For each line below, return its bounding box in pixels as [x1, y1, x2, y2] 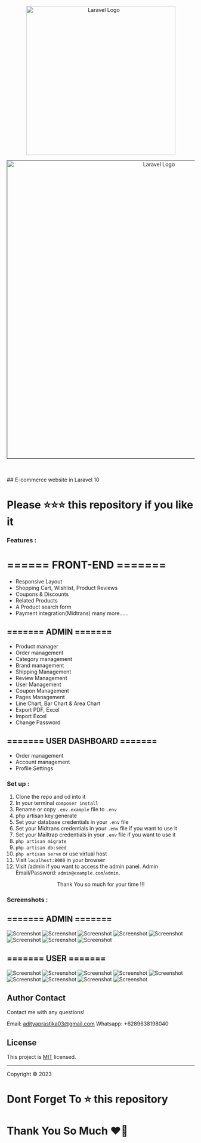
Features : [7, 536, 37, 545]
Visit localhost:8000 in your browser [15, 856, 106, 863]
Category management [15, 655, 73, 662]
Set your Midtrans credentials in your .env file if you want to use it [15, 824, 178, 832]
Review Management [15, 674, 67, 681]
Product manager [15, 642, 58, 650]
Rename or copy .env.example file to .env [15, 805, 117, 813]
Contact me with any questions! [7, 1009, 85, 1016]
